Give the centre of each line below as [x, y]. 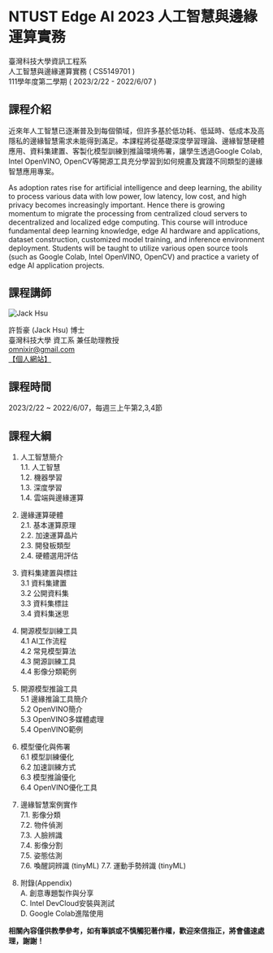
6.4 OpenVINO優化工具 [58, 788]
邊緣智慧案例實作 [49, 805]
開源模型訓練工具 [49, 631]
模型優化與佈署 [45, 747]
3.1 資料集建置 [43, 583]
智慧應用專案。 [33, 171]
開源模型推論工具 [49, 689]
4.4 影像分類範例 [48, 672]
